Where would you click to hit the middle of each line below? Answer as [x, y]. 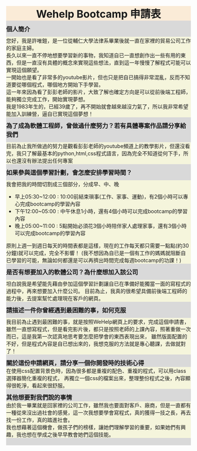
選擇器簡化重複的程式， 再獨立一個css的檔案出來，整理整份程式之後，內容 [96, 378]
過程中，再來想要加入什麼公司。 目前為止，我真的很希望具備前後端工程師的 [97, 291]
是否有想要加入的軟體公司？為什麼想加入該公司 [72, 272]
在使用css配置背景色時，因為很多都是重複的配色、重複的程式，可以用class [96, 371]
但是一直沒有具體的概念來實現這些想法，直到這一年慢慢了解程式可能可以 [103, 63]
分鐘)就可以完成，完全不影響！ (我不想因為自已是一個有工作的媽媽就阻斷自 [96, 253]
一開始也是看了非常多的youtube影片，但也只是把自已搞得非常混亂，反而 [93, 77]
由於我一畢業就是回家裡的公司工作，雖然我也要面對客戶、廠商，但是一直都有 [98, 405]
